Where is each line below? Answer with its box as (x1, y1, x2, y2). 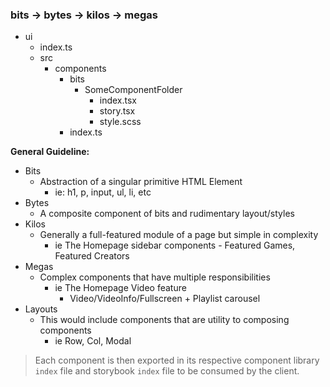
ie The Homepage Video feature (54, 282, 187, 294)
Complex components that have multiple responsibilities (39, 271, 271, 283)
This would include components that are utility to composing (39, 314, 290, 326)
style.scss (99, 116, 142, 128)
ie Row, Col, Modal (54, 335, 132, 347)
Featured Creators (54, 250, 130, 262)
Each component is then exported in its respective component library (34, 354, 320, 367)
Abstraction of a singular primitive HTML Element (39, 176, 243, 188)
